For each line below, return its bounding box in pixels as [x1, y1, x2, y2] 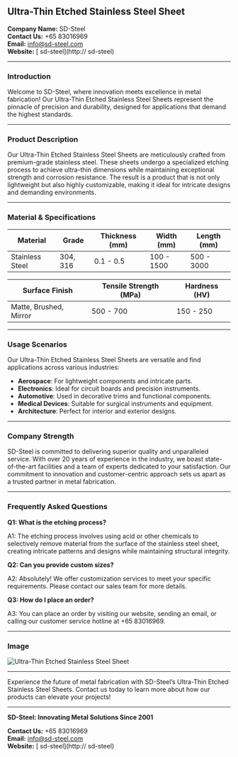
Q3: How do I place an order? [7, 595, 94, 604]
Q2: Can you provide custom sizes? [7, 560, 115, 569]
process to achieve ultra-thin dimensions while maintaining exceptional [7, 166, 215, 174]
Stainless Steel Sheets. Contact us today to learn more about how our [7, 685, 210, 693]
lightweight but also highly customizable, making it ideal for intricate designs [7, 181, 231, 189]
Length [196, 230, 221, 240]
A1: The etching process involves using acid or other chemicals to [7, 532, 199, 540]
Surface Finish [22, 285, 73, 295]
